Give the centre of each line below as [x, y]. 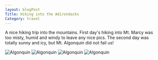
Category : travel [23, 19]
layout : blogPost [23, 10]
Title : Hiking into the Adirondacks [42, 14]
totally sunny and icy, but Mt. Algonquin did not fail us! [60, 43]
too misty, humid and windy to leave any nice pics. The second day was [77, 38]
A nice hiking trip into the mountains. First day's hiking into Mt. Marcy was [79, 33]
